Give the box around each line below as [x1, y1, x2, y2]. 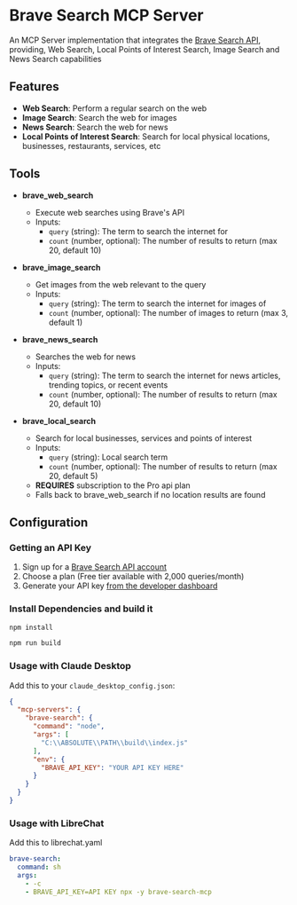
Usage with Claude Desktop [9, 660, 131, 673]
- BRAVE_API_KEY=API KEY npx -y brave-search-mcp [25, 887, 213, 896]
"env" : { [32, 755, 66, 764]
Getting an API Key [9, 541, 91, 554]
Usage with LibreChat [9, 817, 105, 830]
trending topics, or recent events [48, 379, 168, 390]
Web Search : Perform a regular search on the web [21, 103, 207, 114]
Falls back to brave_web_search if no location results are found [35, 489, 266, 500]
